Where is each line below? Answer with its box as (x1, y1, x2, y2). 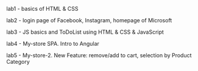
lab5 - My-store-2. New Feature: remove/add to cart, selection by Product (6, 52, 192, 59)
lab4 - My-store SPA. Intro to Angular (6, 40, 99, 47)
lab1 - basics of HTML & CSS (6, 5, 79, 12)
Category (6, 58, 30, 65)
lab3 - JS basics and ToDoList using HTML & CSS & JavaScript (6, 28, 164, 35)
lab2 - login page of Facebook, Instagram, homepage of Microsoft (6, 17, 172, 23)
